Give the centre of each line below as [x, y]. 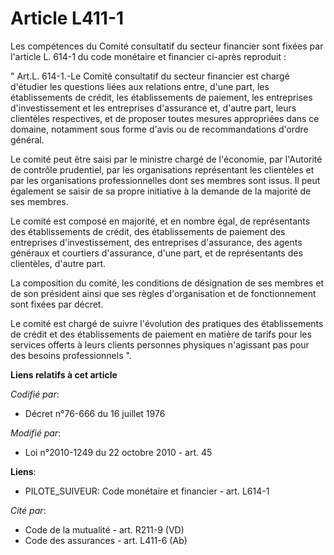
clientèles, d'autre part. [58, 263]
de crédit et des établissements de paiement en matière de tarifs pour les [161, 334]
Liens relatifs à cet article [64, 374]
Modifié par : [36, 433]
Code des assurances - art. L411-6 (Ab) [106, 540]
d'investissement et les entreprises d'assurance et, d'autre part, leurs [153, 108]
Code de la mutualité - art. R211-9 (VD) [104, 529]
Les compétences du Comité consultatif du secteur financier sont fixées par [167, 46]
